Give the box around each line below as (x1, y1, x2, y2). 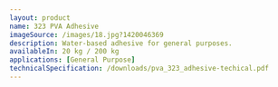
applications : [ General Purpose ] (9, 55, 136, 64)
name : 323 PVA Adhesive (9, 22, 100, 31)
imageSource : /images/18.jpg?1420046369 (9, 30, 165, 39)
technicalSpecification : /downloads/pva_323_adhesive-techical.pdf (9, 64, 270, 73)
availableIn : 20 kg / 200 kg (9, 47, 120, 56)
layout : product (9, 13, 71, 23)
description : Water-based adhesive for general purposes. (9, 38, 233, 48)
